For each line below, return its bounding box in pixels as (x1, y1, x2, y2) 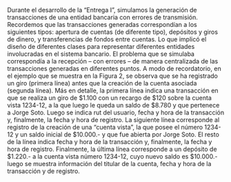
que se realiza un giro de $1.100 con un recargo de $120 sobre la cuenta (7, 94, 212, 102)
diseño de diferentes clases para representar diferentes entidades (7, 43, 195, 50)
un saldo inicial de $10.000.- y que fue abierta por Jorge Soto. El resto (19, 130, 219, 139)
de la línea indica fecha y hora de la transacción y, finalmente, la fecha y (7, 138, 212, 145)
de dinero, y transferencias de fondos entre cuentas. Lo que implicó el (7, 35, 207, 43)
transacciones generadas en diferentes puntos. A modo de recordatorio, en (7, 65, 222, 72)
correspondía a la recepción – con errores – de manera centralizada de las (7, 57, 219, 65)
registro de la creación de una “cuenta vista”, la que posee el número (7, 123, 203, 131)
